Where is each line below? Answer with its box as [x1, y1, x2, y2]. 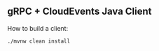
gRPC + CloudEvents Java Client [7, 6, 152, 17]
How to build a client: [7, 24, 69, 32]
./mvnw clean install [7, 38, 71, 45]
